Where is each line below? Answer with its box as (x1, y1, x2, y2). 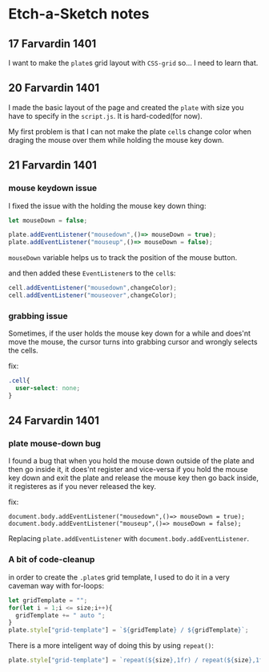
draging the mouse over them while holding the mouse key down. (8, 135, 224, 145)
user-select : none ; (15, 385, 81, 393)
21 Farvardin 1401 (8, 158, 98, 173)
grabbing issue (8, 310, 68, 321)
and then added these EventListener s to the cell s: (8, 268, 176, 278)
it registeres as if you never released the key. (8, 482, 156, 491)
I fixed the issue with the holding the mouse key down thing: (8, 201, 207, 210)
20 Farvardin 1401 (8, 81, 100, 95)
